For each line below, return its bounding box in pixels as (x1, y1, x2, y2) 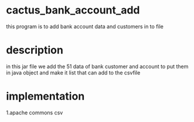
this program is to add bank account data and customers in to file (6, 23, 164, 30)
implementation (6, 90, 85, 103)
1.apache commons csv (6, 109, 63, 116)
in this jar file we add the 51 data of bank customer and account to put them (6, 63, 189, 70)
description (6, 43, 63, 57)
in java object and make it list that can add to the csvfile (6, 69, 141, 76)
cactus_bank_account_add (6, 4, 140, 17)
